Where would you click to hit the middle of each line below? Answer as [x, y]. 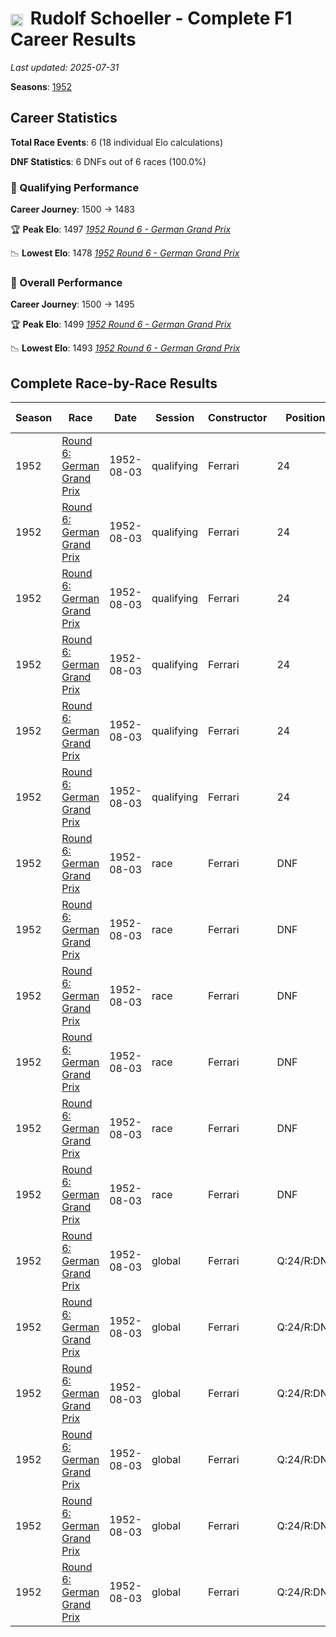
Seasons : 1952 [41, 86]
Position [305, 418]
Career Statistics [64, 118]
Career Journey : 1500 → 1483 [72, 209]
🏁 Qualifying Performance [75, 187]
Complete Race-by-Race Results [114, 383]
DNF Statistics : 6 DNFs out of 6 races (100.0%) [108, 161]
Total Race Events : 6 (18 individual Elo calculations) [117, 142]
